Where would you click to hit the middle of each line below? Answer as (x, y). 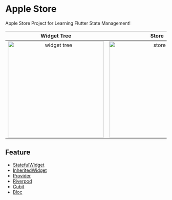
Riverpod (22, 181)
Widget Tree (56, 35)
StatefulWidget (28, 165)
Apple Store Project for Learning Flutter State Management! (68, 23)
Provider (22, 175)
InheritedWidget (30, 170)
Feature (18, 153)
